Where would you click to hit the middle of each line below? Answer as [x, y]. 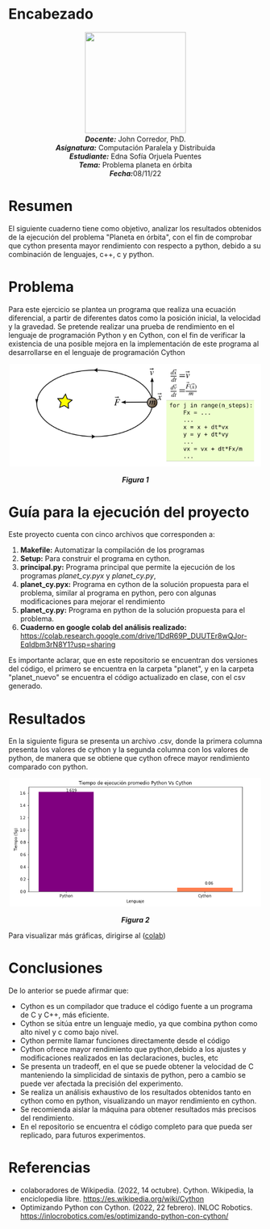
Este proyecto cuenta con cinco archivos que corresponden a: [112, 534]
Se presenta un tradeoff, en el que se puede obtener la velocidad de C [137, 1066]
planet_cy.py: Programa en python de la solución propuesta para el [133, 610]
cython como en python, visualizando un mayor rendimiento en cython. [138, 1100]
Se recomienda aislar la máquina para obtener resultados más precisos [138, 1109]
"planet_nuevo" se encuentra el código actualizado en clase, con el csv [127, 678]
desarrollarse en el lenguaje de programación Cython [97, 352]
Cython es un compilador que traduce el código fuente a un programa [136, 1006]
